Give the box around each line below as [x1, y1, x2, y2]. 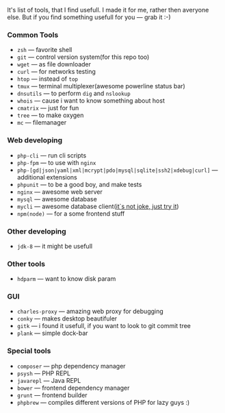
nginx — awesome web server [16, 188, 103, 196]
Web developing [7, 136, 63, 145]
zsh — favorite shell [16, 46, 72, 54]
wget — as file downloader [16, 60, 91, 68]
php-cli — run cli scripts [16, 151, 87, 160]
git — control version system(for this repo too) [16, 53, 150, 61]
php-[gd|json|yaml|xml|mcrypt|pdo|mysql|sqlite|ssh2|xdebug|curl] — [16, 166, 218, 174]
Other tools [7, 259, 46, 268]
